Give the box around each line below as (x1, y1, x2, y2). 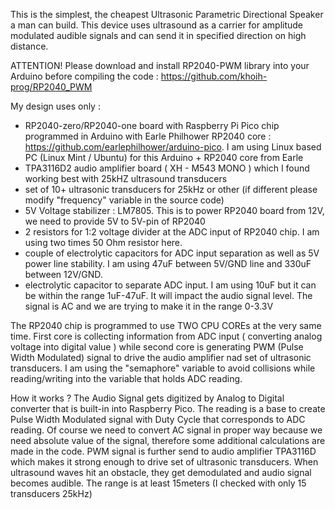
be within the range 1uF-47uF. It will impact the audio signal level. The (24, 290, 313, 301)
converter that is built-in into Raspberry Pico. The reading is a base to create (10, 403, 326, 414)
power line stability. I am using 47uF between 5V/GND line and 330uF (24, 258, 312, 269)
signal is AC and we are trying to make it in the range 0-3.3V (24, 300, 274, 312)
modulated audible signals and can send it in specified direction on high (10, 30, 307, 41)
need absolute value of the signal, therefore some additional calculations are (10, 435, 326, 446)
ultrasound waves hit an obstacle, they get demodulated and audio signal (10, 467, 312, 478)
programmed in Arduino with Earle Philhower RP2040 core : (24, 130, 272, 142)
